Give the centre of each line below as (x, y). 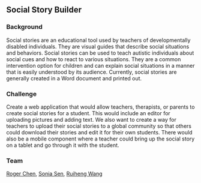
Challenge (22, 94)
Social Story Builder (44, 10)
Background (25, 27)
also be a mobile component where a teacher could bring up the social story (100, 139)
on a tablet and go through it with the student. (63, 145)
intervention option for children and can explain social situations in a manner (100, 65)
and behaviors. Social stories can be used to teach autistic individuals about (100, 53)
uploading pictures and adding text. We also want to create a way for (91, 119)
